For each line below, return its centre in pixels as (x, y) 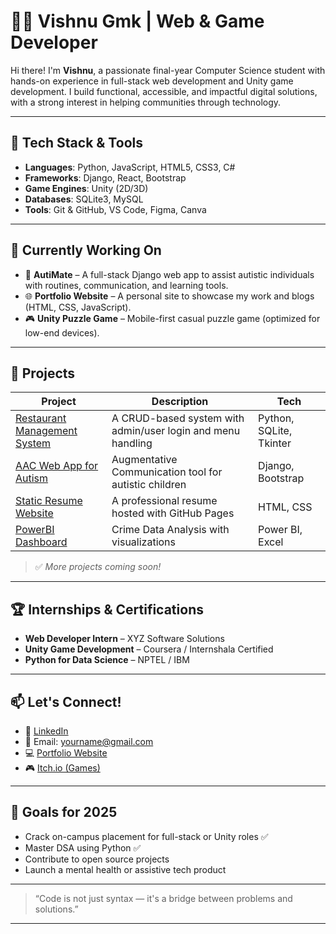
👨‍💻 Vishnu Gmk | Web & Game (137, 21)
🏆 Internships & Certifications (107, 609)
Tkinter (275, 443)
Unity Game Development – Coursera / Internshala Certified (149, 649)
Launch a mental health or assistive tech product (125, 869)
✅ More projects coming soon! (98, 567)
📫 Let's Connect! (66, 701)
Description (180, 402)
